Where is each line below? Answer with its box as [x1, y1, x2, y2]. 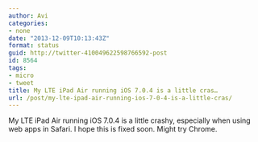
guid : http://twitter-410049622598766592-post [8, 49, 168, 57]
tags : [8, 64, 27, 72]
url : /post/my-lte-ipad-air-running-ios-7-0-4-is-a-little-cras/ [8, 94, 232, 102]
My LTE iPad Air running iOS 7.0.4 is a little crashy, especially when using [8, 116, 252, 125]
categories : [8, 19, 48, 27]
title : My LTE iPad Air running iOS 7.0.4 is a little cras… [8, 86, 218, 95]
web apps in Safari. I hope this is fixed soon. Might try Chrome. [8, 124, 218, 134]
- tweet [8, 79, 35, 87]
